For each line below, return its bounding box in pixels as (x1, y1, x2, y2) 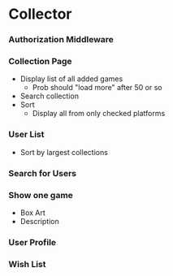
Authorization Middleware (8, 34, 114, 45)
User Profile (8, 236, 57, 248)
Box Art (19, 208, 46, 218)
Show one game (8, 189, 73, 201)
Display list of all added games (19, 74, 123, 84)
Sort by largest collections (19, 147, 108, 157)
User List (8, 129, 45, 140)
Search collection (19, 91, 80, 101)
